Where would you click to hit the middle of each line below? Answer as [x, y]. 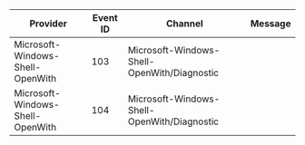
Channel [185, 24]
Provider [49, 24]
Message [271, 24]
